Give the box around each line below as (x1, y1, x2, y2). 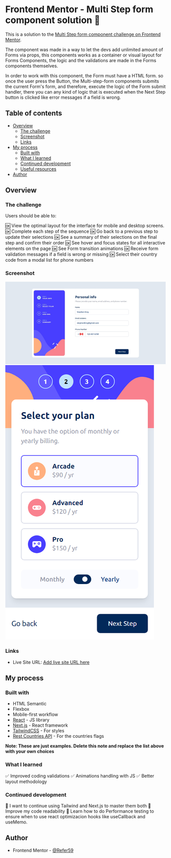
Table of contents (5, 109, 62, 118)
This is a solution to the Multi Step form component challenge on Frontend (5, 31, 161, 37)
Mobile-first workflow (12, 711, 59, 717)
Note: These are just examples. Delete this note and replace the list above (5, 743, 164, 749)
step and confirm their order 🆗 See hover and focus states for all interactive (5, 240, 165, 246)
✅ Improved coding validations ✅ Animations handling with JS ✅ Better (5, 772, 154, 779)
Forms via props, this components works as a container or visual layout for (5, 52, 162, 58)
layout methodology (5, 778, 47, 785)
